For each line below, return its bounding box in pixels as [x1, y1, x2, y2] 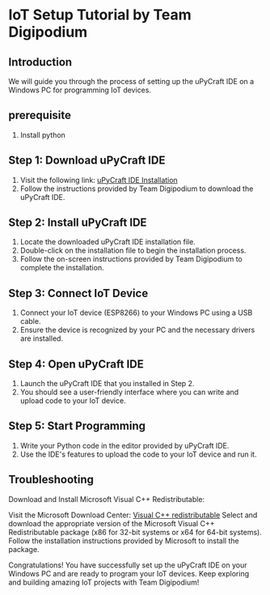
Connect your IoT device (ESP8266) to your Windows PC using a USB [19, 308, 253, 317]
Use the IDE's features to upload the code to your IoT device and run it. [19, 449, 257, 459]
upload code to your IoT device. [19, 396, 127, 406]
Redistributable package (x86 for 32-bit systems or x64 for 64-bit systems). [8, 527, 263, 537]
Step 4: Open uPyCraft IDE [8, 357, 144, 371]
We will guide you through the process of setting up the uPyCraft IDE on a [8, 77, 255, 86]
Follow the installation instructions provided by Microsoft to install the [8, 536, 240, 546]
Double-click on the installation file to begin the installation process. [19, 245, 247, 256]
